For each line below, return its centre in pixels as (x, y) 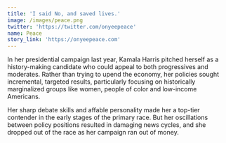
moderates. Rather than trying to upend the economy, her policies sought (113, 75)
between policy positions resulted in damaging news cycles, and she (107, 125)
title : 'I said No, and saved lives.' (64, 14)
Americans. (24, 97)
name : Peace (25, 33)
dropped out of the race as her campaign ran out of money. (93, 133)
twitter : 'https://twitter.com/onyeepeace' (72, 27)
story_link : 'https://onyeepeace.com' (64, 40)
